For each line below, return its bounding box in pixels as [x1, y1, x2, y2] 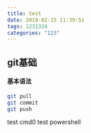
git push [7, 105, 32, 112]
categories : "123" [7, 29, 60, 37]
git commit [7, 99, 39, 106]
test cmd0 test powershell [7, 118, 81, 126]
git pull [7, 92, 32, 100]
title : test [7, 10, 41, 17]
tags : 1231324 [7, 23, 48, 30]
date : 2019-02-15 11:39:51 [7, 17, 85, 23]
